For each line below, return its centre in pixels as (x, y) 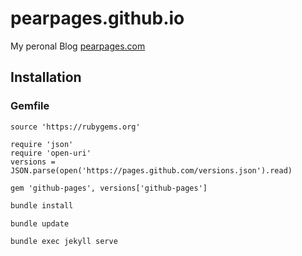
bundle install (42, 205)
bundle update (40, 223)
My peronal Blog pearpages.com (78, 46)
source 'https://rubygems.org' (75, 127)
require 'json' (42, 144)
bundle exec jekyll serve (64, 242)
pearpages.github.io (97, 18)
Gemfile (30, 106)
